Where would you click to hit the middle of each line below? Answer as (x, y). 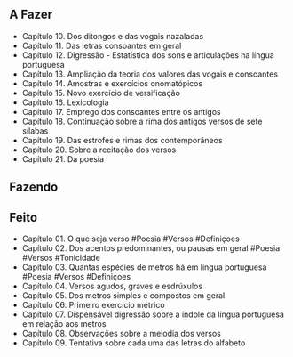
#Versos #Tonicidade (61, 258)
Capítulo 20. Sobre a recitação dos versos (99, 150)
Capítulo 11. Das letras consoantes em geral (102, 45)
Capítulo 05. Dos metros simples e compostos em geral (123, 296)
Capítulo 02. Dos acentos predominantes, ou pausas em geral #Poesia (151, 248)
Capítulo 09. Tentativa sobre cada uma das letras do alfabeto (134, 343)
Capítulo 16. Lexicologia (65, 102)
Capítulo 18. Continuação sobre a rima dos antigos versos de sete (142, 121)
